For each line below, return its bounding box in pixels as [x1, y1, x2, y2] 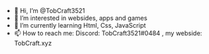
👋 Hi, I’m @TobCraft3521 [13, 7, 86, 15]
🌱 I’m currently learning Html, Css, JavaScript [13, 21, 146, 29]
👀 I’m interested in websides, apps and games [13, 14, 148, 22]
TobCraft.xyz [13, 39, 52, 47]
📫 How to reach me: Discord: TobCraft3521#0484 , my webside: [13, 29, 203, 37]
